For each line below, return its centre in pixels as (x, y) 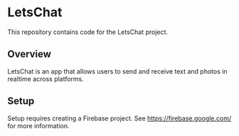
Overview (30, 54)
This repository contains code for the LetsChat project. (88, 32)
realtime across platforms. (46, 79)
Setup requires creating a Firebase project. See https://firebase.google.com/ (119, 118)
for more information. (38, 125)
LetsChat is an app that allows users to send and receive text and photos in (117, 71)
